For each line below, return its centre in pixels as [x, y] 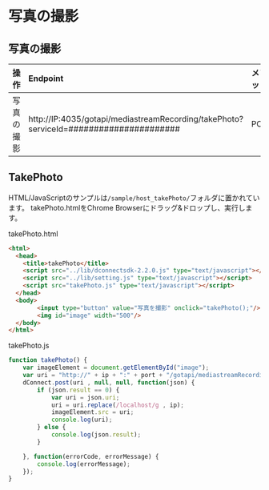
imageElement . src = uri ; [92, 412]
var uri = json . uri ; [85, 397]
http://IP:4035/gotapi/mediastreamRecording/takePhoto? [136, 119]
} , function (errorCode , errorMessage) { [91, 456]
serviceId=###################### [104, 129]
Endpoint [46, 78]
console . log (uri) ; [82, 420]
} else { [52, 428]
